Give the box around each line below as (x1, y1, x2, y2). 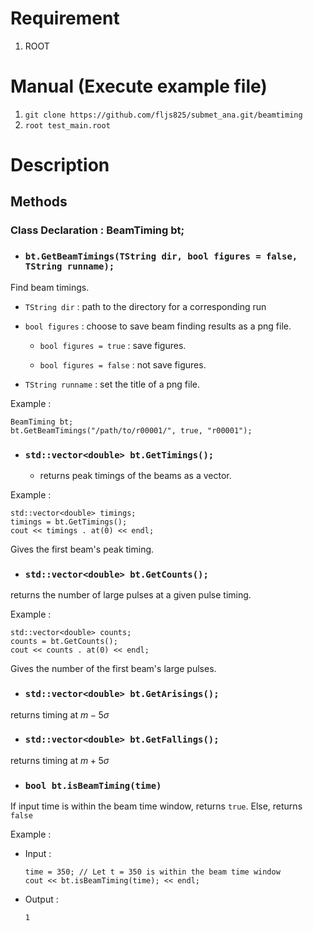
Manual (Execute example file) (10, 75, 268, 98)
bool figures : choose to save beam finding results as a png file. (24, 320, 292, 332)
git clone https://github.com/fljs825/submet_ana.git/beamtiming (24, 110, 303, 120)
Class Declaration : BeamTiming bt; (10, 223, 185, 237)
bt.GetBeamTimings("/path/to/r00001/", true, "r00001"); (10, 425, 253, 436)
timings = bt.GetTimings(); (10, 517, 128, 527)
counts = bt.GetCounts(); (10, 637, 118, 647)
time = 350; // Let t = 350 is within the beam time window (24, 867, 281, 877)
